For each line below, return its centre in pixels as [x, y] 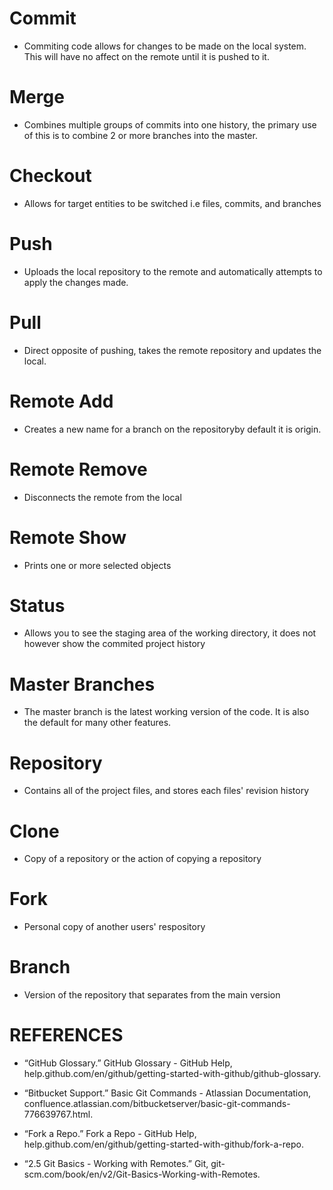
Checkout [50, 176]
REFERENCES [66, 1035]
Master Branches [82, 684]
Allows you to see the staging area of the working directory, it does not [170, 633]
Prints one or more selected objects [97, 565]
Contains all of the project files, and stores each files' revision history [166, 791]
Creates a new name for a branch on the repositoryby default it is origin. [172, 429]
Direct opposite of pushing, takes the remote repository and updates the [172, 350]
